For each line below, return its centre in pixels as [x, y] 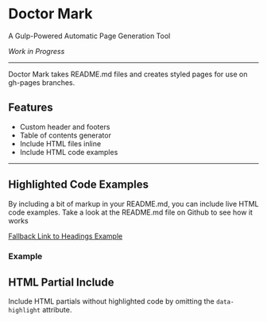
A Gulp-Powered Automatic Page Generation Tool [89, 36]
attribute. [57, 310]
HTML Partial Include [61, 282]
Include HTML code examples [69, 152]
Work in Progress [37, 51]
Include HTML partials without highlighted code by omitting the [111, 301]
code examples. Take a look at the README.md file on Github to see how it [130, 212]
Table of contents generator [65, 135]
